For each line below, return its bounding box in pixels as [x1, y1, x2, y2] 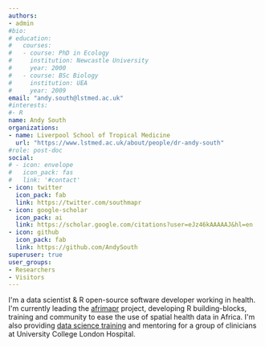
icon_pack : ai [15, 214, 63, 222]
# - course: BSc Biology [8, 71, 99, 80]
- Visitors [8, 273, 45, 281]
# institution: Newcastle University [8, 57, 149, 65]
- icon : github [8, 228, 59, 237]
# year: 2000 [8, 64, 67, 72]
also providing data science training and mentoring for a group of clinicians [8, 320, 257, 330]
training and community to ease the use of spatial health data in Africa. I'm [8, 312, 255, 322]
